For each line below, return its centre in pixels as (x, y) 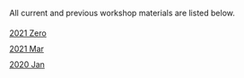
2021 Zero (28, 33)
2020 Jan (27, 65)
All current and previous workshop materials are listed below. (122, 13)
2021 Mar (27, 49)
